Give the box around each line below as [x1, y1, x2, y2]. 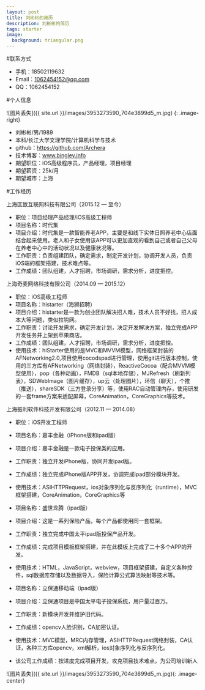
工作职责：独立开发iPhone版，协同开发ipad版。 [15, 458, 135, 465]
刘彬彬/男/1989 [15, 129, 53, 136]
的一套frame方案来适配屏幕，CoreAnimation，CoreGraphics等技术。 [15, 393, 188, 399]
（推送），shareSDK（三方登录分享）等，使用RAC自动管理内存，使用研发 [15, 385, 199, 392]
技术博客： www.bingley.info [15, 152, 86, 159]
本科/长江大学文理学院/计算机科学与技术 [15, 136, 116, 144]
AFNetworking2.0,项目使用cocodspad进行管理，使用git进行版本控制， [15, 354, 193, 362]
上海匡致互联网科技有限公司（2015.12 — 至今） [6, 201, 124, 208]
